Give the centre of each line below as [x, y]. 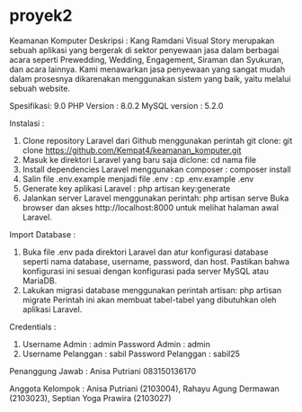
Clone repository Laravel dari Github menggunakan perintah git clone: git [157, 140]
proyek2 [41, 16]
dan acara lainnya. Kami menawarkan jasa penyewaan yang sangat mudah [147, 69]
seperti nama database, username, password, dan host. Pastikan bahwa [156, 261]
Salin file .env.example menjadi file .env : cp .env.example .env [138, 179]
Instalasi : [27, 123]
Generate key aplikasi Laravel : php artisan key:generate [126, 188]
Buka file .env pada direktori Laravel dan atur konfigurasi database [145, 252]
